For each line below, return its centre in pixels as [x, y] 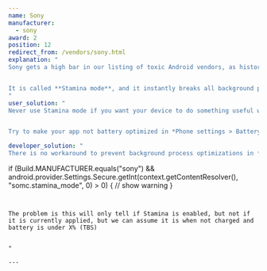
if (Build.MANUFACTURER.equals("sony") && [81, 168]
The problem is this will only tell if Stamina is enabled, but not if [129, 214]
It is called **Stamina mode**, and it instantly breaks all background [131, 88]
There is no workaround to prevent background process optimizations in [131, 154]
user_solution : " [37, 103]
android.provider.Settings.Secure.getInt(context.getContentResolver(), [123, 177]
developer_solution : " [46, 146]
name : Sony [26, 15]
